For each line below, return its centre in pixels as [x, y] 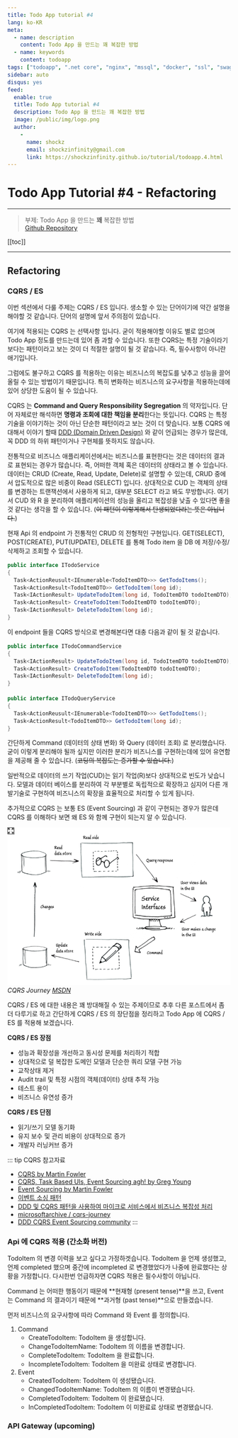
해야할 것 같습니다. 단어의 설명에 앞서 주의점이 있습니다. [84, 316]
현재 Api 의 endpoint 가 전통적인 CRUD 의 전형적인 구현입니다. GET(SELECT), [116, 533]
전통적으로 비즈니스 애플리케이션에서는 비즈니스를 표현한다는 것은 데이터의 [110, 456]
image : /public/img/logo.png [57, 120]
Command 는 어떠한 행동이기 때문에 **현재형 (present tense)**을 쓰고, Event [116, 1291]
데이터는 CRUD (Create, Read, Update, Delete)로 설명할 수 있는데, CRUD [110, 473]
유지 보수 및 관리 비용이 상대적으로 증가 [72, 1136]
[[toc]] [17, 242]
